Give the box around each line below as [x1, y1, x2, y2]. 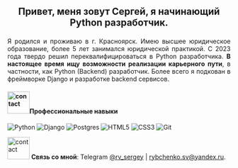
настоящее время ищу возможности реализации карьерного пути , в [7, 60, 231, 68]
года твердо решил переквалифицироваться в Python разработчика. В [7, 52, 231, 61]
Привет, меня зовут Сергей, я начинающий [18, 6, 220, 18]
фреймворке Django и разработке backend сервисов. [7, 74, 170, 84]
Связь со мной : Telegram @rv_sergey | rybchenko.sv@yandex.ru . [30, 152, 226, 161]
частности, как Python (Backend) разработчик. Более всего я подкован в [7, 67, 231, 76]
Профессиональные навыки [29, 106, 118, 116]
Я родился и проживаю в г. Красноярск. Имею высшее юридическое [7, 37, 231, 45]
